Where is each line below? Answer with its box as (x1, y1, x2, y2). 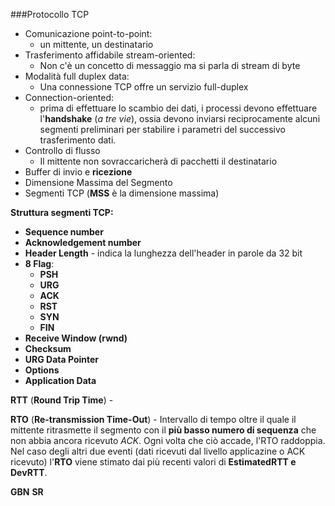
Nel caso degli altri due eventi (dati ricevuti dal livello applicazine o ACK (10, 445, 306, 457)
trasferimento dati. (39, 134, 117, 146)
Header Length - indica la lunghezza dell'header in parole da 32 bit (24, 247, 303, 259)
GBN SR (10, 486, 44, 498)
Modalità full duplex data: (24, 70, 130, 82)
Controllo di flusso (24, 145, 101, 156)
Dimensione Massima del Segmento (24, 177, 173, 188)
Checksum (24, 343, 72, 354)
